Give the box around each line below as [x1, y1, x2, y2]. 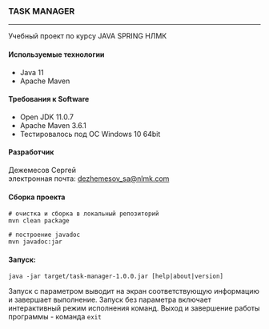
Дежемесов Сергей [8, 165, 76, 175]
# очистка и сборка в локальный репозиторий [8, 210, 159, 218]
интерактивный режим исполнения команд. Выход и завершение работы [8, 303, 260, 313]
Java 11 [19, 67, 44, 77]
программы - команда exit [8, 312, 102, 322]
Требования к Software [8, 94, 90, 104]
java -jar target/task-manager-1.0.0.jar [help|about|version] [8, 272, 224, 281]
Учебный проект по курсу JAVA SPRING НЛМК [8, 31, 167, 41]
